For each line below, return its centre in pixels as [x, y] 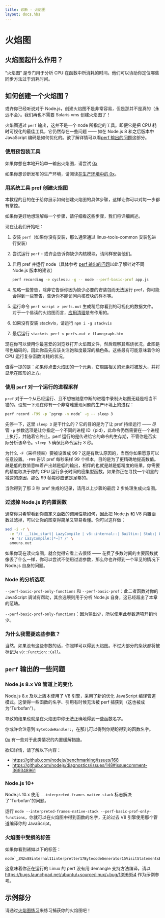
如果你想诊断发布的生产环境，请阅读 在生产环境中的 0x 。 [62, 174]
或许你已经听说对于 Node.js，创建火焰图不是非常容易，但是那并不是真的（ [80, 108]
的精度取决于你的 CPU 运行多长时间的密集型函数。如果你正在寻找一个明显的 [82, 471]
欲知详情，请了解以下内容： [33, 750]
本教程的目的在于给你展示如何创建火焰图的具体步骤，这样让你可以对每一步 [80, 199]
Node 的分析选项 [25, 579]
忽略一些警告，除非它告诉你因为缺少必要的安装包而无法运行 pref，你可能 [86, 289]
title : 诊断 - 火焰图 [25, 10]
